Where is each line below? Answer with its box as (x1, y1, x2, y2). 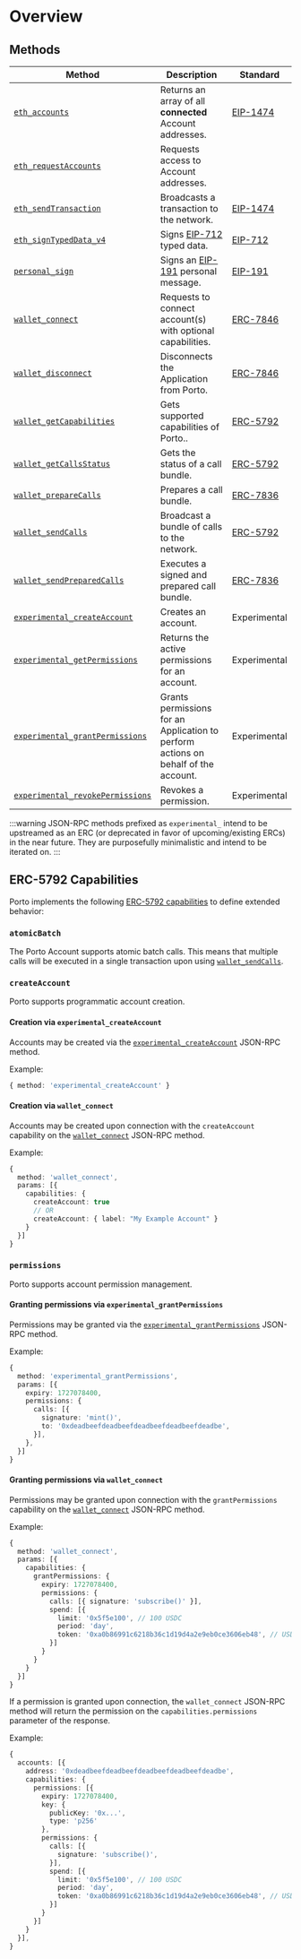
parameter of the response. (9, 1715, 110, 1726)
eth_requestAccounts (13, 161, 101, 171)
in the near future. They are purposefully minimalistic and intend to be (9, 837, 267, 848)
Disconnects (159, 350, 213, 362)
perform (159, 736, 195, 747)
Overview (9, 6, 83, 27)
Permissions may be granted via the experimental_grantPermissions (9, 1319, 261, 1330)
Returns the (159, 632, 210, 643)
